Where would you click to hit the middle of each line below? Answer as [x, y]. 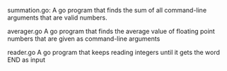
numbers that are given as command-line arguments [84, 39]
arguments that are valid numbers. [57, 18]
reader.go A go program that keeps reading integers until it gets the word [114, 52]
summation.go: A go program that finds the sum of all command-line [107, 10]
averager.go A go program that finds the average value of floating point [111, 31]
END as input [27, 60]
